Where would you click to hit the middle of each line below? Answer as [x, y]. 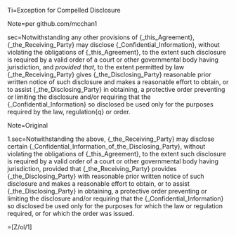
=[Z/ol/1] [20, 227]
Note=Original [27, 125]
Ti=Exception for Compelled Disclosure [64, 10]
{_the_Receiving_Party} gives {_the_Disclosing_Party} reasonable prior [110, 74]
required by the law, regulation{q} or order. [69, 112]
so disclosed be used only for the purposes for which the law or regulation [115, 206]
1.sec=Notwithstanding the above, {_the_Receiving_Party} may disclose [111, 139]
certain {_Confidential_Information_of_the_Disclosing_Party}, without [106, 146]
